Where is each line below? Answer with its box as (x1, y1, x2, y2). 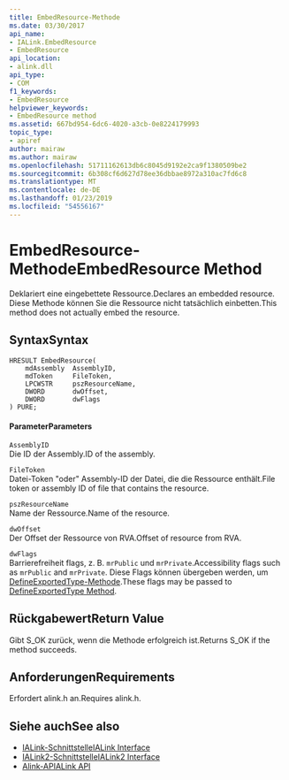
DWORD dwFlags (25, 394, 101, 403)
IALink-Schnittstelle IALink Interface (21, 742, 150, 753)
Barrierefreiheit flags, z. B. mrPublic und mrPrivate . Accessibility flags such (9, 557, 281, 568)
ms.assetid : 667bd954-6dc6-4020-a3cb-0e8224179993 (9, 120, 200, 129)
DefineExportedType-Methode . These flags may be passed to (9, 576, 232, 586)
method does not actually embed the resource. (9, 307, 180, 317)
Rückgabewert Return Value (9, 611, 165, 626)
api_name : (9, 29, 46, 38)
